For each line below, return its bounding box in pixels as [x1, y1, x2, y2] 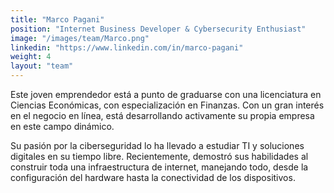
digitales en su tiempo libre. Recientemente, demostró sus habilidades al [10, 151, 309, 162]
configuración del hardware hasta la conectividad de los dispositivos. [10, 172, 296, 183]
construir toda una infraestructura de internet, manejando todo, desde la [10, 161, 309, 173]
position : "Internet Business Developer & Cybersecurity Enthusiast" [10, 24, 307, 34]
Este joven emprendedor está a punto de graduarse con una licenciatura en [10, 89, 322, 100]
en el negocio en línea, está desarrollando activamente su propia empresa [10, 110, 315, 121]
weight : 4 [10, 52, 52, 62]
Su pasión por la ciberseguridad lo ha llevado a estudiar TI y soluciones [10, 140, 305, 151]
